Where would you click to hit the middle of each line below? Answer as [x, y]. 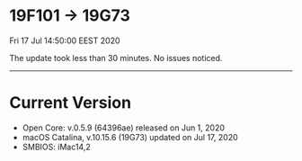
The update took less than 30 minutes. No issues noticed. [116, 58]
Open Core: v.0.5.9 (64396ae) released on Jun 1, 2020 [124, 128]
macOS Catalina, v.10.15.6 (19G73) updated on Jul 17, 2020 [130, 137]
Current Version [71, 103]
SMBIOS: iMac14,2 [57, 147]
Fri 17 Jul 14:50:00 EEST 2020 [65, 40]
